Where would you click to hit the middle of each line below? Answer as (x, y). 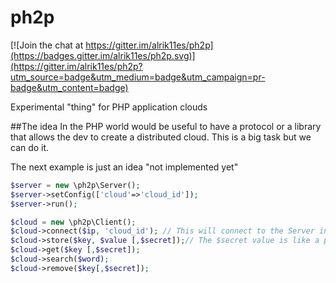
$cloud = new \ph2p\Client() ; (73, 222)
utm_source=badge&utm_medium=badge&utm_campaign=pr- (138, 77)
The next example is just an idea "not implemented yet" (124, 167)
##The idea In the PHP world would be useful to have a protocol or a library (166, 126)
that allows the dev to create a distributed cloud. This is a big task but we (161, 137)
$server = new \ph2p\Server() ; (75, 185)
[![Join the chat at (47, 45)
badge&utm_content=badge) (69, 87)
